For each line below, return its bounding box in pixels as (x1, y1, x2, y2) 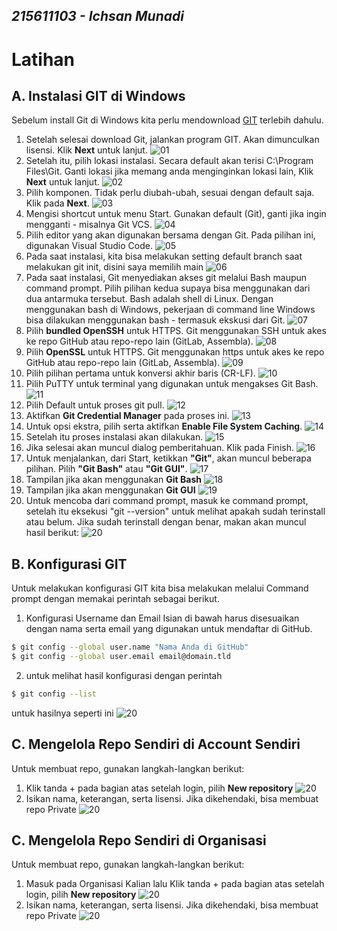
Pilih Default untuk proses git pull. (25, 399, 165, 411)
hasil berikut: (25, 527, 80, 539)
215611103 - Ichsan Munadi (11, 8, 184, 25)
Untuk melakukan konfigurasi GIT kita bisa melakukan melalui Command (11, 582, 309, 594)
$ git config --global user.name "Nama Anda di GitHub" (11, 642, 249, 653)
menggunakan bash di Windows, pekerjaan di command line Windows (25, 304, 316, 316)
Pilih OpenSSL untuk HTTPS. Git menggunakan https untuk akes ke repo (25, 346, 325, 358)
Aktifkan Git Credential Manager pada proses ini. (25, 410, 230, 422)
